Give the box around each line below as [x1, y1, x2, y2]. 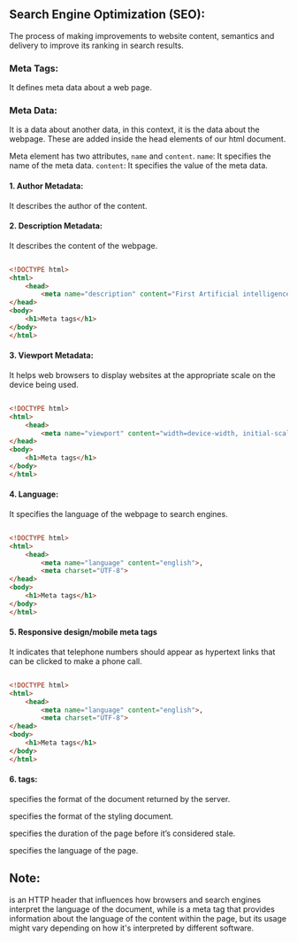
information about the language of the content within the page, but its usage [9, 913, 287, 923]
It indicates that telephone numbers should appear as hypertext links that [9, 646, 276, 657]
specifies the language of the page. [9, 845, 139, 855]
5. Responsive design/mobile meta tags [9, 627, 157, 637]
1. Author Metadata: [9, 181, 84, 191]
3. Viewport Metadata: [9, 350, 95, 361]
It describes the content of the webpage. [9, 240, 158, 251]
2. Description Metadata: [9, 220, 103, 231]
